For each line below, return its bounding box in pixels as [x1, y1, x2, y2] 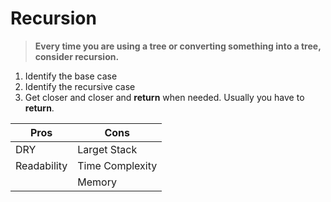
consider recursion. [34, 50, 120, 62]
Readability [15, 158, 68, 172]
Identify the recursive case [24, 80, 136, 92]
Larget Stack [77, 142, 138, 156]
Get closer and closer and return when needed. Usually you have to [24, 91, 305, 103]
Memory [77, 175, 117, 189]
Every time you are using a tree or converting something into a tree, [34, 40, 322, 52]
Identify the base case [24, 70, 118, 82]
